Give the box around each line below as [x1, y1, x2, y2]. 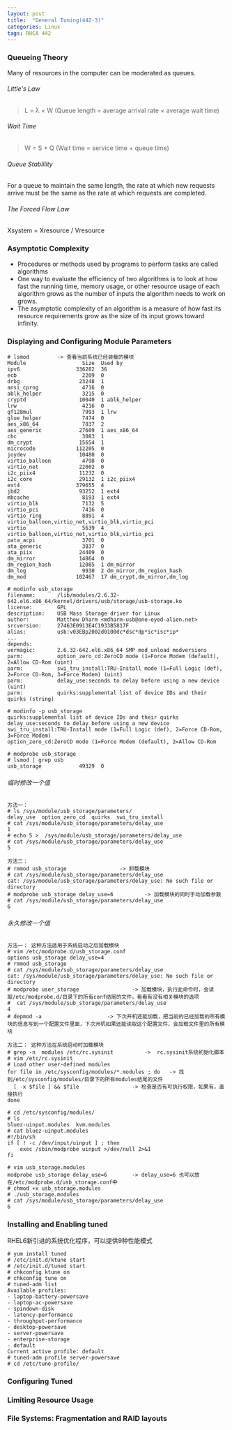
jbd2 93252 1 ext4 [7, 488, 120, 495]
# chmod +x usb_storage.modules [7, 1185, 101, 1192]
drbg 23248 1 [7, 378, 105, 385]
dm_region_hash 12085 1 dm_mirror [7, 561, 136, 568]
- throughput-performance [7, 1317, 82, 1325]
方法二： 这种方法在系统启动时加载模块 [7, 1041, 105, 1049]
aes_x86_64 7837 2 [7, 420, 105, 428]
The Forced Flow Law [7, 204, 70, 213]
